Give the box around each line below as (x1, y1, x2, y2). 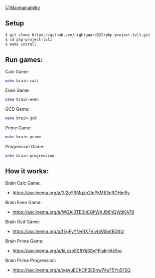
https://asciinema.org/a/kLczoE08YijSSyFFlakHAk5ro (12, 248, 122, 254)
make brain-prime (5, 134, 41, 139)
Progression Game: (5, 143, 45, 149)
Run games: (5, 55, 43, 64)
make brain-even (5, 97, 39, 102)
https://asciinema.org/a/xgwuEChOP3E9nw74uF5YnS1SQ (12, 267, 131, 273)
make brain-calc (5, 78, 39, 83)
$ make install (5, 41, 37, 47)
